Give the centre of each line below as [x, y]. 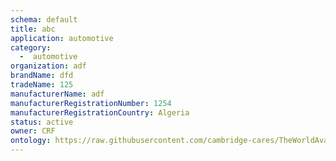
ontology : [31, 141]
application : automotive [62, 38]
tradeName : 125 [42, 85]
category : [31, 47]
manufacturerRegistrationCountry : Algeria [100, 112]
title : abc [33, 29]
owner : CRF [33, 131]
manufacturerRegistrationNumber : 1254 [91, 103]
